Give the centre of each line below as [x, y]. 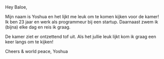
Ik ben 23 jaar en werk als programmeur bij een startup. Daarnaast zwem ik [82, 22]
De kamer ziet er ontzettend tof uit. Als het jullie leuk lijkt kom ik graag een [81, 37]
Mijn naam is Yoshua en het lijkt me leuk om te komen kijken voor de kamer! [82, 16]
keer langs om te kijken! [29, 42]
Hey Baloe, [16, 7]
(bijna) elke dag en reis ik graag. [38, 27]
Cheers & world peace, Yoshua [37, 51]
